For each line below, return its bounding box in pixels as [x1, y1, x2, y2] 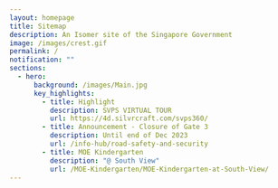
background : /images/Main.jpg [33, 80, 148, 89]
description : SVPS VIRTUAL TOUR [49, 106, 172, 115]
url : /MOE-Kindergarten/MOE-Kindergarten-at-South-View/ [49, 164, 270, 174]
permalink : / [9, 47, 59, 56]
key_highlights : [33, 89, 95, 98]
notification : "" [9, 55, 75, 64]
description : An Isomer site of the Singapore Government [9, 30, 233, 39]
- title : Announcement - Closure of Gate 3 [42, 123, 208, 132]
